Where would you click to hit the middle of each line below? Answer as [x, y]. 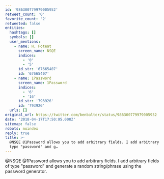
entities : [15, 28]
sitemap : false [21, 124]
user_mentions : [25, 42]
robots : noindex [22, 128]
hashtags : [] [23, 32]
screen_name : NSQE [37, 51]
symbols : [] [22, 37]
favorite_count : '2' [26, 19]
